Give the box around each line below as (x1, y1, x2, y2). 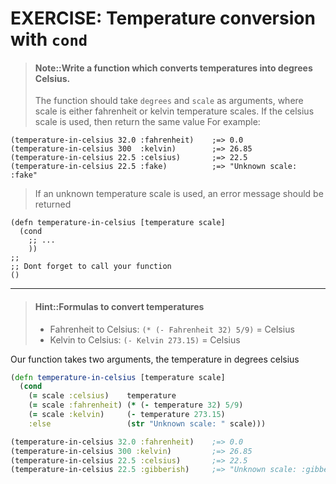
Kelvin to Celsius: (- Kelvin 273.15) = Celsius (49, 333, 241, 346)
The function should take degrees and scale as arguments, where (34, 95, 304, 107)
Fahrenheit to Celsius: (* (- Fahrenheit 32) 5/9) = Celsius (49, 323, 295, 335)
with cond (10, 28, 88, 51)
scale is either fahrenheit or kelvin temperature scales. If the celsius (34, 105, 315, 117)
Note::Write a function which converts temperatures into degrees (34, 62, 313, 74)
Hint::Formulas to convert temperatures (34, 300, 205, 312)
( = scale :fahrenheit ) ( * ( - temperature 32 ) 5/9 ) (28, 400, 244, 411)
